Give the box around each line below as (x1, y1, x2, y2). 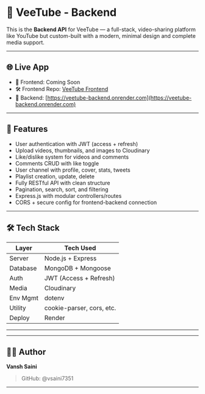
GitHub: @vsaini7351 (21, 375, 74, 382)
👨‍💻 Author (6, 346, 46, 357)
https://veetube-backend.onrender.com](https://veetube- (47, 94, 192, 101)
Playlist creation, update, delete (15, 172, 95, 180)
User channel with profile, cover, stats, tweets (15, 166, 131, 173)
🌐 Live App (6, 62, 49, 73)
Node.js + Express (44, 254, 97, 263)
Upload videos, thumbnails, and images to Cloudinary (15, 147, 150, 154)
